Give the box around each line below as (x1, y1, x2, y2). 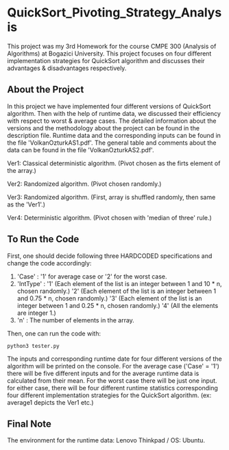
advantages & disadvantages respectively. (7, 64, 127, 72)
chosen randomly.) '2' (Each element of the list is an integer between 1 (16, 287, 217, 295)
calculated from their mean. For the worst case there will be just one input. (7, 376, 217, 385)
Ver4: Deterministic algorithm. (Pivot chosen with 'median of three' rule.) (7, 213, 213, 222)
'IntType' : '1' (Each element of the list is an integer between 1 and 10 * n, (16, 279, 222, 287)
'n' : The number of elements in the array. (16, 316, 135, 324)
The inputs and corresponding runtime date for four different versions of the (7, 355, 222, 363)
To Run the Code (7, 233, 80, 245)
